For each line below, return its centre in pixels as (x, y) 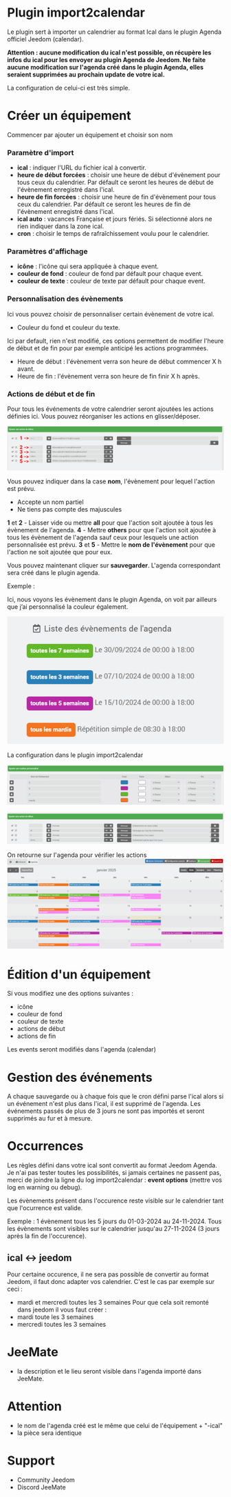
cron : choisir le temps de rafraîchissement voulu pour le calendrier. (113, 234)
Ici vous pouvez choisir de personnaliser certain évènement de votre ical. (111, 314)
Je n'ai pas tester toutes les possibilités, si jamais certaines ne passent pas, (114, 1173)
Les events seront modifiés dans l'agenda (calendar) (82, 1049)
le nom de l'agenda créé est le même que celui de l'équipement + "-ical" (120, 1425)
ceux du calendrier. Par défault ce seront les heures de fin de (104, 204)
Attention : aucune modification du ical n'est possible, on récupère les (109, 52)
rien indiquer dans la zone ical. (60, 226)
